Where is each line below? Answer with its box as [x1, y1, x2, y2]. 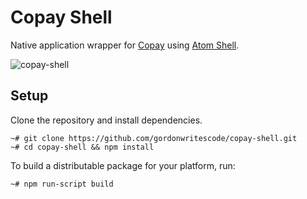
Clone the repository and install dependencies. [10, 114, 203, 126]
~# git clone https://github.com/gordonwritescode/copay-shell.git [10, 133, 298, 143]
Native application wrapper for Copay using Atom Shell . [10, 39, 240, 51]
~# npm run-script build [10, 179, 114, 189]
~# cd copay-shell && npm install [10, 142, 155, 152]
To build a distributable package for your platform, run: [10, 159, 236, 171]
